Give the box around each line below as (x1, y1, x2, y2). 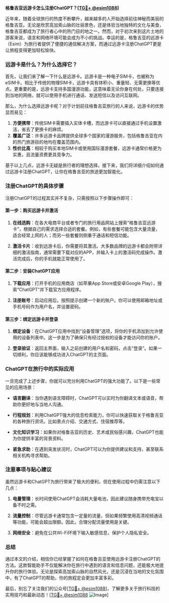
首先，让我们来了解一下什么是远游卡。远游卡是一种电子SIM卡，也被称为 (5, 73, 154, 80)
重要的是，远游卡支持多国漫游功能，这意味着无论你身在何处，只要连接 (18, 86, 164, 92)
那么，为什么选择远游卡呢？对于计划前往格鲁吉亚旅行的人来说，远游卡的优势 (5, 103, 164, 109)
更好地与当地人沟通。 (21, 401, 66, 407)
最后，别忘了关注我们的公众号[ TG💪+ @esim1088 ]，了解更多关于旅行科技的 (5, 585, 160, 592)
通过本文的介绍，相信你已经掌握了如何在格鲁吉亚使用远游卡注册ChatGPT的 (5, 556, 161, 562)
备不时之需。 (12, 502, 39, 508)
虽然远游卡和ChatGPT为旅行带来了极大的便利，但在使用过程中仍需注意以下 (5, 478, 161, 484)
